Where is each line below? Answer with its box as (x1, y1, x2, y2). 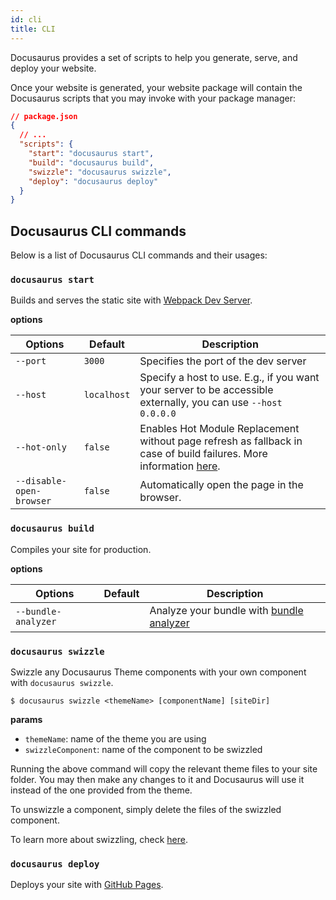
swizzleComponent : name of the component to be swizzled (24, 743, 263, 755)
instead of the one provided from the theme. (10, 784, 193, 796)
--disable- (15, 476, 67, 487)
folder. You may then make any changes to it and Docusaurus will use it (10, 773, 305, 785)
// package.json (10, 111, 78, 121)
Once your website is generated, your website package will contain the (10, 81, 303, 93)
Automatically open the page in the (139, 478, 304, 492)
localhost (83, 389, 131, 401)
